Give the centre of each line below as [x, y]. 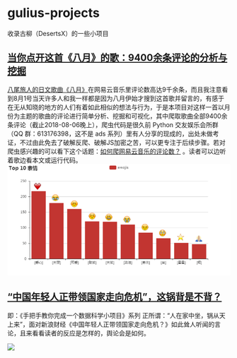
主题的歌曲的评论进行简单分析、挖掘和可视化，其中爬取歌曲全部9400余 [123, 116]
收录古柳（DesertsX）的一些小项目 [58, 33]
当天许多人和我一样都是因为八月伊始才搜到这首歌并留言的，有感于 [128, 98]
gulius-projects [54, 13]
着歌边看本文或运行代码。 [45, 160]
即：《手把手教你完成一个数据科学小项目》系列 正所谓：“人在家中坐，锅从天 [117, 315]
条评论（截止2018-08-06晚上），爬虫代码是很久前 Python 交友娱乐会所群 [113, 124]
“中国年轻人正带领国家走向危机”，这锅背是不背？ [115, 297]
